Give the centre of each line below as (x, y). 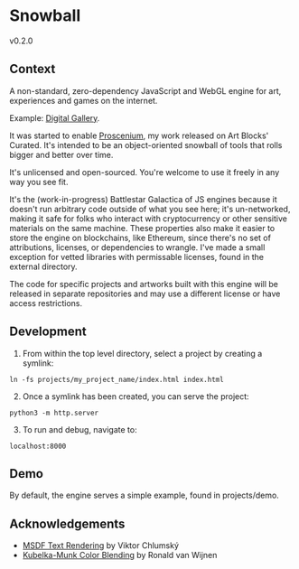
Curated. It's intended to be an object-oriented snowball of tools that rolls (146, 145)
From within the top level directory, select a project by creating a (142, 353)
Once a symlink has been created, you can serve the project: (136, 396)
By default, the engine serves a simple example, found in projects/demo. (145, 495)
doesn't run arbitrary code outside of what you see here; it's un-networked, (150, 209)
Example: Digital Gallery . (55, 117)
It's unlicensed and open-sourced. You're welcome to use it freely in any (145, 172)
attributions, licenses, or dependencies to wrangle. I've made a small (137, 247)
